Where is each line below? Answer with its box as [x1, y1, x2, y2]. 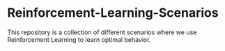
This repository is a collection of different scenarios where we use [7, 28, 197, 36]
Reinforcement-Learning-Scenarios [7, 5, 219, 21]
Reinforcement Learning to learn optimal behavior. [7, 35, 151, 43]
